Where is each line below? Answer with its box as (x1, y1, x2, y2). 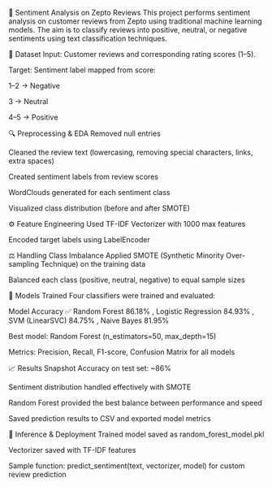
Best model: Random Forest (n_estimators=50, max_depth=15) (8, 332, 217, 341)
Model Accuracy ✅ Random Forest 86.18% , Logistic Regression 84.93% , (8, 307, 254, 316)
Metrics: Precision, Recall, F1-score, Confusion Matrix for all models (8, 347, 235, 357)
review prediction (8, 470, 67, 479)
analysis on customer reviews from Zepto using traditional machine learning (8, 16, 262, 26)
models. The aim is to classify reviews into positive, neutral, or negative (8, 25, 248, 34)
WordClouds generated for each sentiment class (8, 188, 171, 197)
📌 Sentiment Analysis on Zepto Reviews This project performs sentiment (8, 8, 251, 17)
